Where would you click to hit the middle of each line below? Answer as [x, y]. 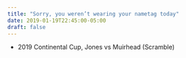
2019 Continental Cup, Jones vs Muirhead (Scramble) [96, 47]
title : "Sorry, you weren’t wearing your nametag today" [93, 14]
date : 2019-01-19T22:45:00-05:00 [57, 21]
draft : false [27, 27]
